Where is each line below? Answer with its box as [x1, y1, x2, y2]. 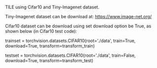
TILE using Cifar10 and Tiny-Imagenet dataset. [5, 4, 100, 10]
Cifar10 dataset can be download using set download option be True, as [5, 23, 152, 29]
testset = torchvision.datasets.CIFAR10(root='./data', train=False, [5, 52, 136, 58]
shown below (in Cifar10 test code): [5, 28, 78, 34]
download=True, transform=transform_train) [5, 43, 95, 48]
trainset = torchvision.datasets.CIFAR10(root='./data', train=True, [5, 38, 136, 44]
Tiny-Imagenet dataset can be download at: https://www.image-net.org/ [5, 14, 152, 19]
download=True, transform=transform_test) [5, 58, 94, 63]
